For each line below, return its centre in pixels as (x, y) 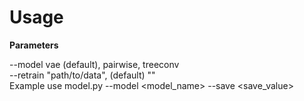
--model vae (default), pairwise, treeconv (94, 64)
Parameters (34, 45)
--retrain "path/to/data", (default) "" (82, 75)
